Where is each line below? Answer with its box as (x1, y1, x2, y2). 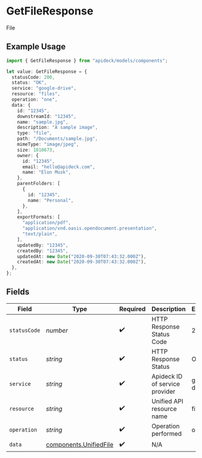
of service (151, 380, 180, 388)
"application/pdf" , (22, 220, 71, 226)
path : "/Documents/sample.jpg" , (17, 136, 98, 142)
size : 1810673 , (17, 146, 55, 153)
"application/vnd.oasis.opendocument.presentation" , (22, 225, 158, 231)
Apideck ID (151, 372, 183, 380)
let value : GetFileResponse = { (6, 68, 87, 75)
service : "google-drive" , (11, 86, 77, 92)
